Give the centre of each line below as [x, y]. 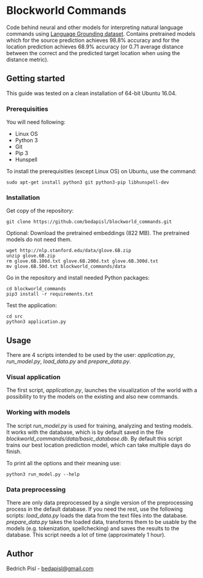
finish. [14, 451]
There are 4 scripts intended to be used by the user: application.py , [91, 355]
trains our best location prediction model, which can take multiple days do [98, 445]
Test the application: [32, 305]
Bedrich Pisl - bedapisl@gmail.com [50, 568]
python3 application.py [36, 322]
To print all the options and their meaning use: [64, 463]
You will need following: [36, 122]
